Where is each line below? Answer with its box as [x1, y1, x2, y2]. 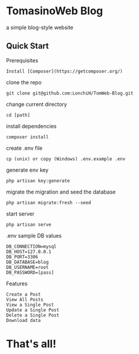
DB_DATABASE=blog [6, 259, 49, 265]
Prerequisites [6, 56, 38, 64]
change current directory [6, 100, 67, 108]
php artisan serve [6, 222, 51, 227]
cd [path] [6, 112, 31, 118]
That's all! [6, 337, 57, 350]
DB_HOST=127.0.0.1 [6, 248, 51, 255]
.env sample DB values [6, 232, 62, 239]
